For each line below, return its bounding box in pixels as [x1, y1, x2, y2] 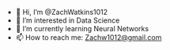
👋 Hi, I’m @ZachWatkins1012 [15, 8, 108, 16]
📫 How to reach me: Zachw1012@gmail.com [15, 33, 162, 42]
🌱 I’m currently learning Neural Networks [15, 24, 149, 33]
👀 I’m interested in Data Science [15, 16, 120, 25]
